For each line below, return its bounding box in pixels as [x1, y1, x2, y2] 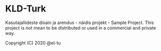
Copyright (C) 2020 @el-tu [5, 39, 61, 45]
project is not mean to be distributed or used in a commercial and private [5, 24, 156, 30]
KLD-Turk [5, 3, 46, 14]
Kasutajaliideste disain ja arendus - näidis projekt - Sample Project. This [5, 19, 154, 25]
